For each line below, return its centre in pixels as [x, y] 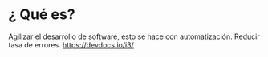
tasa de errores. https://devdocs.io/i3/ [71, 44]
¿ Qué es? [42, 15]
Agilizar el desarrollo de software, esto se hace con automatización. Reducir [134, 36]
